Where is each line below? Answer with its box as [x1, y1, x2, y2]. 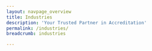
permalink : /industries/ [6, 25, 69, 31]
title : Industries [6, 14, 52, 20]
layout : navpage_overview [6, 8, 71, 15]
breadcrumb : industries [6, 31, 66, 37]
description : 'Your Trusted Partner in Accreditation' [6, 20, 147, 26]
